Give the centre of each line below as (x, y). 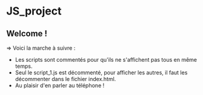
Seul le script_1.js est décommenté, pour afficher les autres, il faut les (101, 73)
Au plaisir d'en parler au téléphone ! (60, 85)
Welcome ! (27, 34)
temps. (24, 66)
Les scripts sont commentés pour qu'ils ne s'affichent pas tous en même (106, 60)
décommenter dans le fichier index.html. (65, 79)
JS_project (34, 11)
